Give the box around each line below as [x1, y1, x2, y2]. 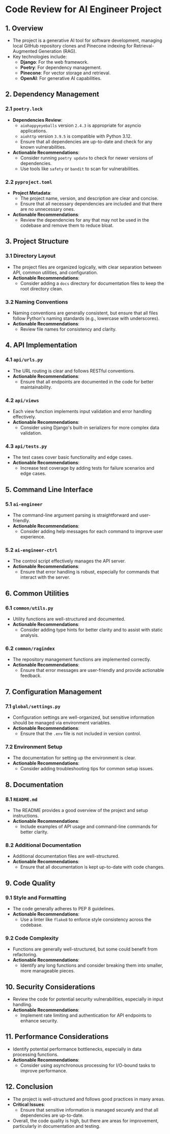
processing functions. [12, 1051, 59, 1058]
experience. [20, 533, 46, 539]
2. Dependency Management [5, 90, 99, 99]
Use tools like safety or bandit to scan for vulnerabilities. [20, 166, 140, 172]
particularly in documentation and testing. [12, 1123, 101, 1129]
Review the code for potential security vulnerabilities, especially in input [12, 996, 163, 1002]
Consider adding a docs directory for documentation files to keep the [20, 280, 164, 286]
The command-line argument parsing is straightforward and [12, 512, 138, 518]
